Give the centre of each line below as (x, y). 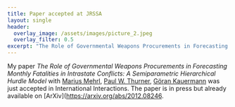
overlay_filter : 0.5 (44, 40)
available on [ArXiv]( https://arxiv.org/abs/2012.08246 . (85, 96)
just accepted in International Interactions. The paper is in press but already (117, 88)
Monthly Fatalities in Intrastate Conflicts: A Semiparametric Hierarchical (112, 73)
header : (19, 27)
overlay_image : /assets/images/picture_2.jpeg (83, 33)
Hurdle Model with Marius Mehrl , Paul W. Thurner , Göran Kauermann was (114, 81)
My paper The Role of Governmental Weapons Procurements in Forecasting (117, 66)
